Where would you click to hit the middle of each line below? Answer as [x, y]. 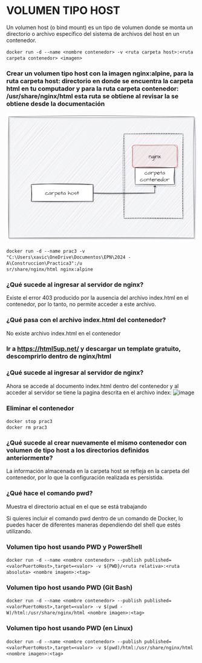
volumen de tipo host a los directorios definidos [78, 450]
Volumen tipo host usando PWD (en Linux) [70, 628]
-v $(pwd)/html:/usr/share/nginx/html [145, 648]
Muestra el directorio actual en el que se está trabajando [77, 507]
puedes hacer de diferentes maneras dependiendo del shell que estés [93, 525]
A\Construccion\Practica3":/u [44, 263]
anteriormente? [30, 458]
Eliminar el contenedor [40, 408]
